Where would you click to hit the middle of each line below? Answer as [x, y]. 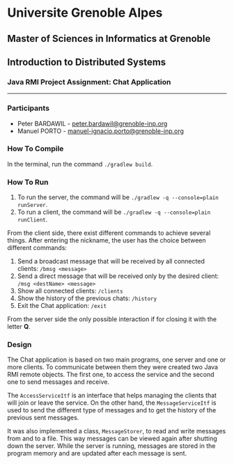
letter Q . [19, 327]
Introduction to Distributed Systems [87, 62]
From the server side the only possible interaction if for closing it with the [112, 319]
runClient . [32, 219]
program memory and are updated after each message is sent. [97, 454]
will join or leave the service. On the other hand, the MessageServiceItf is [112, 403]
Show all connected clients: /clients [70, 291]
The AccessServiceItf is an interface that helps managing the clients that [112, 396]
